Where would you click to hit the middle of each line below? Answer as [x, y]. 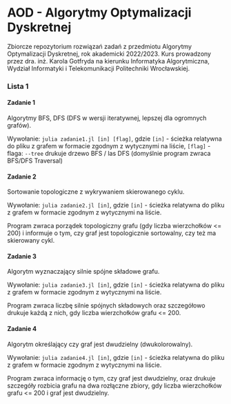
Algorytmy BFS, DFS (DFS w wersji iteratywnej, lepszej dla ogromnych [107, 118]
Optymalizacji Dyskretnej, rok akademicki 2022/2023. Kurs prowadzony [109, 54]
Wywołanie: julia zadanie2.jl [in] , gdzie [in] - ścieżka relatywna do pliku [116, 205]
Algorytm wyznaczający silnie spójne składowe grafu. [83, 272]
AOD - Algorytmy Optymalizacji [99, 13]
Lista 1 [18, 86]
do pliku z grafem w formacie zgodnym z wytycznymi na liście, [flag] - [109, 146]
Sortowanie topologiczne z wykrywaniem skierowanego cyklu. [96, 192]
